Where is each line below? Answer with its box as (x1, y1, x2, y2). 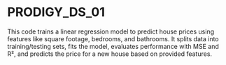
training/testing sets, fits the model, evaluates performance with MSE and (7, 42, 219, 50)
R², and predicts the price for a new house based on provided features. (7, 50, 212, 58)
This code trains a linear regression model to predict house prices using (7, 27, 215, 36)
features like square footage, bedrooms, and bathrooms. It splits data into (7, 34, 219, 43)
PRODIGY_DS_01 (7, 4, 105, 20)
